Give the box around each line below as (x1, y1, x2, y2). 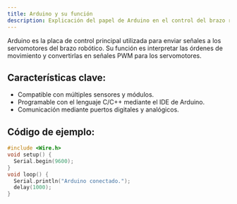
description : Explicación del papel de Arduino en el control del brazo (7, 17, 226, 24)
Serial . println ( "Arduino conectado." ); (13, 177, 131, 184)
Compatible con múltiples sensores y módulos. (17, 90, 154, 99)
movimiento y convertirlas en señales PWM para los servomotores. (7, 51, 202, 60)
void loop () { (7, 171, 49, 178)
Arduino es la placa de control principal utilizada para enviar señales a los (7, 36, 221, 44)
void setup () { (7, 151, 52, 158)
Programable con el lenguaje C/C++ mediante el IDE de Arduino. (17, 98, 205, 107)
